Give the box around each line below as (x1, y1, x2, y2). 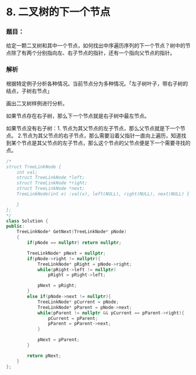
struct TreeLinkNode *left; (16, 175, 85, 180)
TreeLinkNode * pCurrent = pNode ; (37, 299, 119, 305)
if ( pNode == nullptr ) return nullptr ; (27, 240, 122, 246)
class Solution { (6, 218, 49, 224)
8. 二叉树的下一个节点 (6, 5, 111, 19)
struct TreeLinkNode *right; (16, 180, 88, 186)
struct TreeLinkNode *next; (16, 186, 85, 192)
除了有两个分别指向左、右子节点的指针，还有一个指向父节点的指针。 (11, 49, 176, 56)
